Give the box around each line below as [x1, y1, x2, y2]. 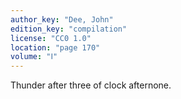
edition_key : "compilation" [10, 24, 128, 34]
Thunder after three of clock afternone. [10, 79, 172, 91]
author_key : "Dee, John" [10, 14, 114, 25]
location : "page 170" [10, 42, 101, 53]
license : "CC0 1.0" [10, 33, 92, 43]
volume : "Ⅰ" [10, 52, 58, 62]
